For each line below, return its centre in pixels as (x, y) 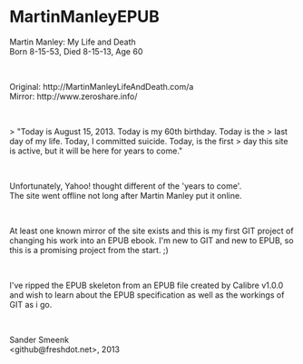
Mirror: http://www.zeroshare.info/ (73, 96)
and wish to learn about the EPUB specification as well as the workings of (147, 295)
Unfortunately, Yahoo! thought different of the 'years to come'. (126, 186)
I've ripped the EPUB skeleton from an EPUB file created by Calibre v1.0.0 (147, 285)
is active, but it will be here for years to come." (96, 151)
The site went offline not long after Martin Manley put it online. (126, 195)
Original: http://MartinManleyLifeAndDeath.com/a (102, 86)
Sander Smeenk (39, 339)
